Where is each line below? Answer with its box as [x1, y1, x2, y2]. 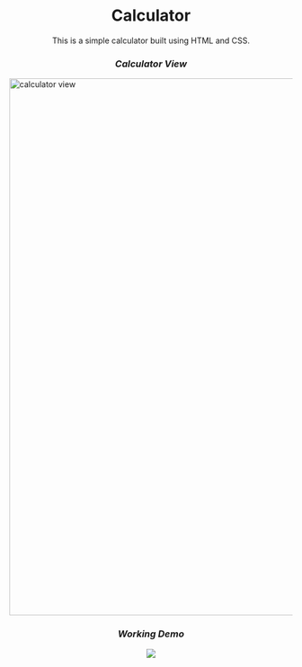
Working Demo [118, 628, 184, 640]
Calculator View [115, 57, 187, 70]
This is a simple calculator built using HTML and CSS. [52, 35, 250, 46]
